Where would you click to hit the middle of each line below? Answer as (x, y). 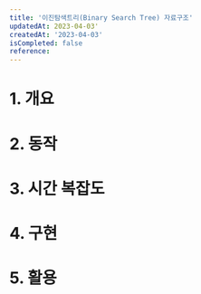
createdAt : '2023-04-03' (56, 34)
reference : (30, 52)
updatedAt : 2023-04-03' (54, 26)
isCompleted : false (46, 43)
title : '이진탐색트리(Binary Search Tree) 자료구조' (101, 18)
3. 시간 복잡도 (57, 189)
